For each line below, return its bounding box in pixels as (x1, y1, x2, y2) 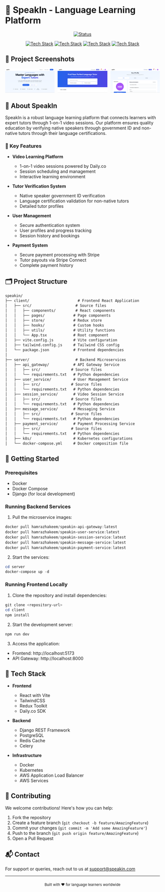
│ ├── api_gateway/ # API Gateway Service (5, 362, 120, 367)
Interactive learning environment (19, 174, 85, 180)
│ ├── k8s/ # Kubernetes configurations (5, 436, 133, 441)
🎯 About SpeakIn (5, 101, 57, 110)
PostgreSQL (19, 732, 44, 738)
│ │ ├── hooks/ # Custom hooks (5, 323, 105, 328)
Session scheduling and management (19, 168, 96, 174)
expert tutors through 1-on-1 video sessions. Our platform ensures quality (5, 120, 154, 126)
